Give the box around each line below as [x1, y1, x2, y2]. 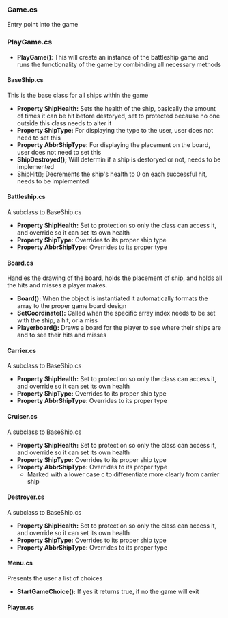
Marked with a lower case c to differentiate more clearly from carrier [27, 470, 220, 478]
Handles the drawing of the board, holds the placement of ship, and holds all [7, 274, 223, 282]
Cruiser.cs [7, 413, 38, 420]
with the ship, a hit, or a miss [16, 316, 98, 324]
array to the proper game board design [16, 302, 127, 310]
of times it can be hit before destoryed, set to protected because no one [16, 112, 220, 120]
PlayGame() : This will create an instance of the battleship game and [16, 53, 209, 61]
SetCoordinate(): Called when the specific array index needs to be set [16, 309, 216, 318]
